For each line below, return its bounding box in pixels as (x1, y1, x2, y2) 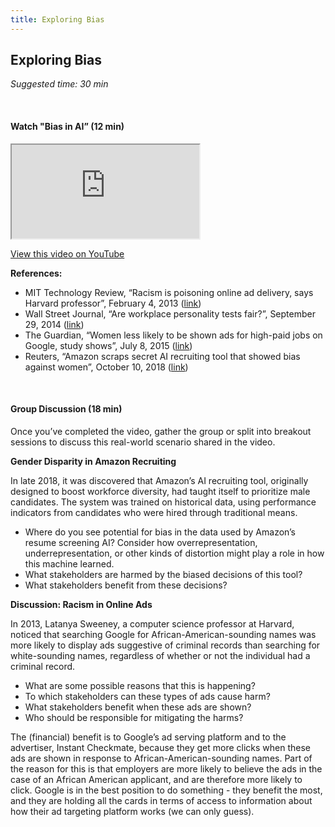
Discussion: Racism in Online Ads (10, 598, 153, 610)
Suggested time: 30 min (10, 78, 109, 90)
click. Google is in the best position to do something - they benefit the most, (10, 784, 323, 796)
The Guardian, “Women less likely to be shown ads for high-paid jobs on (24, 329, 323, 341)
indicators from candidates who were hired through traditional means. (10, 506, 298, 518)
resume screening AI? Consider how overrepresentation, (24, 536, 258, 548)
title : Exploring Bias (10, 14, 105, 25)
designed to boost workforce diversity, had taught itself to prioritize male (10, 485, 311, 497)
